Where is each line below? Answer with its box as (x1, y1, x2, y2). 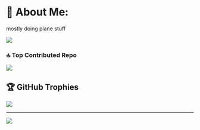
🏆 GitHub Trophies (6, 82, 79, 92)
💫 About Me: (6, 5, 69, 19)
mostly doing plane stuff (6, 25, 66, 32)
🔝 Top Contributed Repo (6, 50, 77, 59)
